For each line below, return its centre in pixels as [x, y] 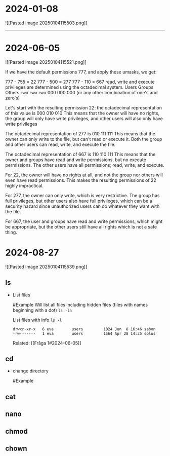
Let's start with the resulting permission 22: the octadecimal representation [83, 107]
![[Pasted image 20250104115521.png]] [46, 62]
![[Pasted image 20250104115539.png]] [46, 267]
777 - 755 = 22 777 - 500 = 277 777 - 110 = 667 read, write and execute [80, 82]
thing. [11, 232]
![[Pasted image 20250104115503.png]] [46, 23]
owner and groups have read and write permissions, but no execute [76, 160]
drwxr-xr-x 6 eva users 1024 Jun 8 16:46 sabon [84, 329]
